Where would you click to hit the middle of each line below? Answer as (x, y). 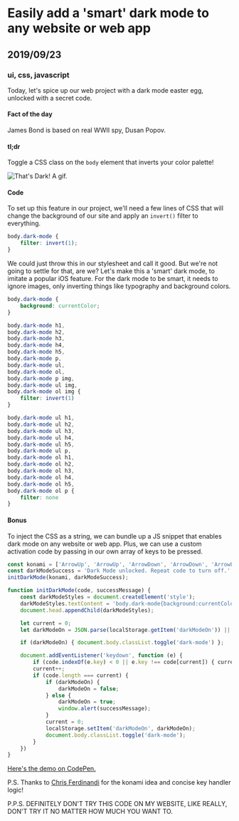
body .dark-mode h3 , (36, 339)
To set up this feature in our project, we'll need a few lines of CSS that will (116, 208)
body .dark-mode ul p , (39, 451)
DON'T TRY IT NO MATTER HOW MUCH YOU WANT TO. (90, 812)
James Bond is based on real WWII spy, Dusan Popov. (86, 131)
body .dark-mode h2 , (36, 332)
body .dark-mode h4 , (36, 345)
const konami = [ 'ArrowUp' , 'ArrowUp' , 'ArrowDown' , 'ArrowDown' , (108, 564)
